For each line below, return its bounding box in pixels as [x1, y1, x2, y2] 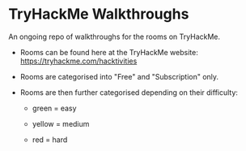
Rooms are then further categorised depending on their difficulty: [19, 87, 239, 97]
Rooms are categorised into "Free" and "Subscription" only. [19, 71, 219, 81]
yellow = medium [32, 119, 90, 128]
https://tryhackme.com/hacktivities [19, 56, 138, 66]
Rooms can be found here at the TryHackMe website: [19, 47, 198, 57]
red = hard [32, 135, 68, 145]
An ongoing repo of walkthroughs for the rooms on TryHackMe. [8, 32, 221, 41]
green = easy [32, 103, 77, 113]
